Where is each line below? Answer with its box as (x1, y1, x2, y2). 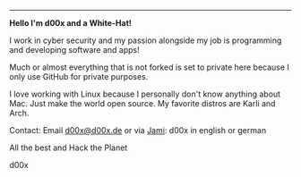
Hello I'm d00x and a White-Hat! (9, 18, 132, 28)
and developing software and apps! (9, 45, 141, 55)
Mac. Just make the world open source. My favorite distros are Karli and (9, 98, 276, 108)
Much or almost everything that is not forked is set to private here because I (9, 62, 289, 72)
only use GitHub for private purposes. (9, 72, 149, 81)
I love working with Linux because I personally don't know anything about (9, 88, 280, 99)
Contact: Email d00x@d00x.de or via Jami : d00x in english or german (9, 125, 267, 135)
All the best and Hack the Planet (9, 142, 128, 153)
